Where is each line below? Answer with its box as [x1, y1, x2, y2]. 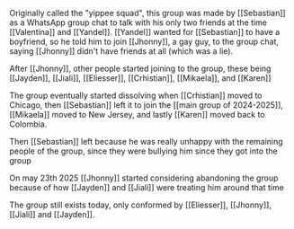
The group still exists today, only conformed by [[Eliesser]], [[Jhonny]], [9, 199, 272, 210]
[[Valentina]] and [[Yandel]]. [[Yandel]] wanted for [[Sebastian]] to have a [9, 27, 281, 37]
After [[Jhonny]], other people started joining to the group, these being [9, 63, 272, 74]
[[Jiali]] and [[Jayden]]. [9, 209, 95, 219]
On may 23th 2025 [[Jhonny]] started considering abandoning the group [9, 172, 279, 183]
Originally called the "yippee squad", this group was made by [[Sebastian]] [9, 8, 286, 18]
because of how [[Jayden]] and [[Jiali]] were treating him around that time [9, 182, 285, 192]
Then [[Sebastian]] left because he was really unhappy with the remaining [9, 137, 283, 146]
